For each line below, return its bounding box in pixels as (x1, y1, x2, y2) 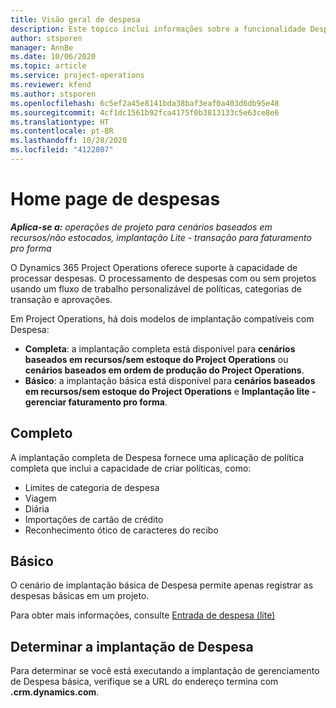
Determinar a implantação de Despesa (10, 638, 254, 655)
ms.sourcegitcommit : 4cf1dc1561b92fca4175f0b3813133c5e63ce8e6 (10, 107, 280, 118)
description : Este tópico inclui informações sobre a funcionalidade (10, 24, 307, 34)
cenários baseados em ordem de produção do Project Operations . (24, 364, 305, 376)
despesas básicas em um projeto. (10, 590, 150, 602)
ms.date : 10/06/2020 (10, 52, 97, 62)
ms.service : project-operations (10, 71, 145, 81)
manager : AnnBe (10, 42, 74, 53)
